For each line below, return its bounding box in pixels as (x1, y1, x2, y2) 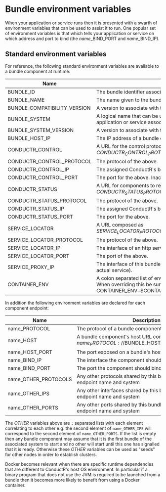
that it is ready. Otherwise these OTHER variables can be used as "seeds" (5, 446, 155, 452)
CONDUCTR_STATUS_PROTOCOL (7, 197, 87, 204)
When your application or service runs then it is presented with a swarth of (5, 20, 158, 26)
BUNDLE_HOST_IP (7, 134, 51, 141)
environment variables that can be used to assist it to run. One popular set (5, 25, 156, 31)
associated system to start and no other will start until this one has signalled (5, 441, 160, 447)
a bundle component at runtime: (5, 68, 71, 74)
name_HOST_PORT (7, 349, 53, 356)
